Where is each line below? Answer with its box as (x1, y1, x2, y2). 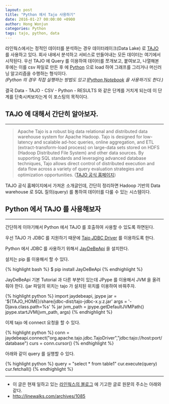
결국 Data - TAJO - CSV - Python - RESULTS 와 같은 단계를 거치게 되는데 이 (5, 88, 157, 93)
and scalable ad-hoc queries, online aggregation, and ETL (34, 139, 154, 145)
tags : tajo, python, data (5, 31, 59, 36)
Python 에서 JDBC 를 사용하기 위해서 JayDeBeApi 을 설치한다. (5, 245, 129, 251)
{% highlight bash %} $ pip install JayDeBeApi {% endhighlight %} (5, 266, 143, 272)
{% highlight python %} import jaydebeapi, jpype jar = (5, 293, 117, 299)
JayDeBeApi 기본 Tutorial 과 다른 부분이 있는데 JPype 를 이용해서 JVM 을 (5, 277, 151, 283)
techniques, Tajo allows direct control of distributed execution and (17, 160, 155, 166)
